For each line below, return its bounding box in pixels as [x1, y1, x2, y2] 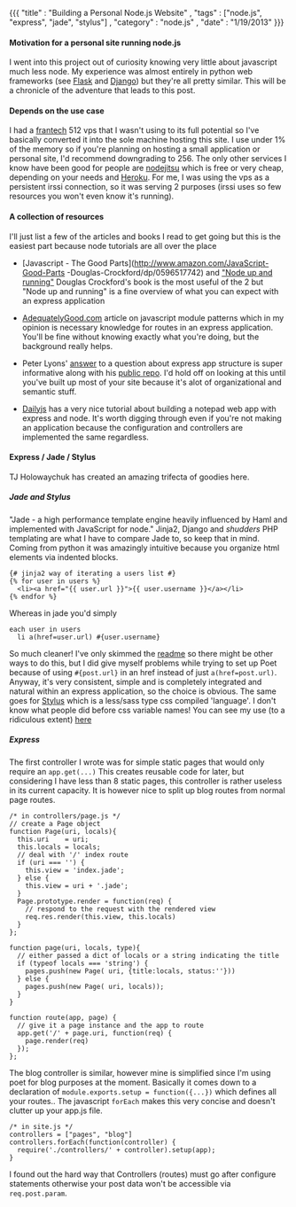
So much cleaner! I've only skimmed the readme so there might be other [9, 648, 273, 658]
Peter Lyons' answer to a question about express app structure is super [21, 358, 284, 369]
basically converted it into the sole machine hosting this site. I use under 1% [9, 135, 286, 145]
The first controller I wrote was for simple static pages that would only [9, 757, 265, 767]
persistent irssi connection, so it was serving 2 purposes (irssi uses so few [9, 182, 282, 192]
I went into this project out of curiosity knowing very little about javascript [9, 57, 277, 67]
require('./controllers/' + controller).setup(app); [17, 1145, 216, 1155]
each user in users [9, 625, 82, 634]
